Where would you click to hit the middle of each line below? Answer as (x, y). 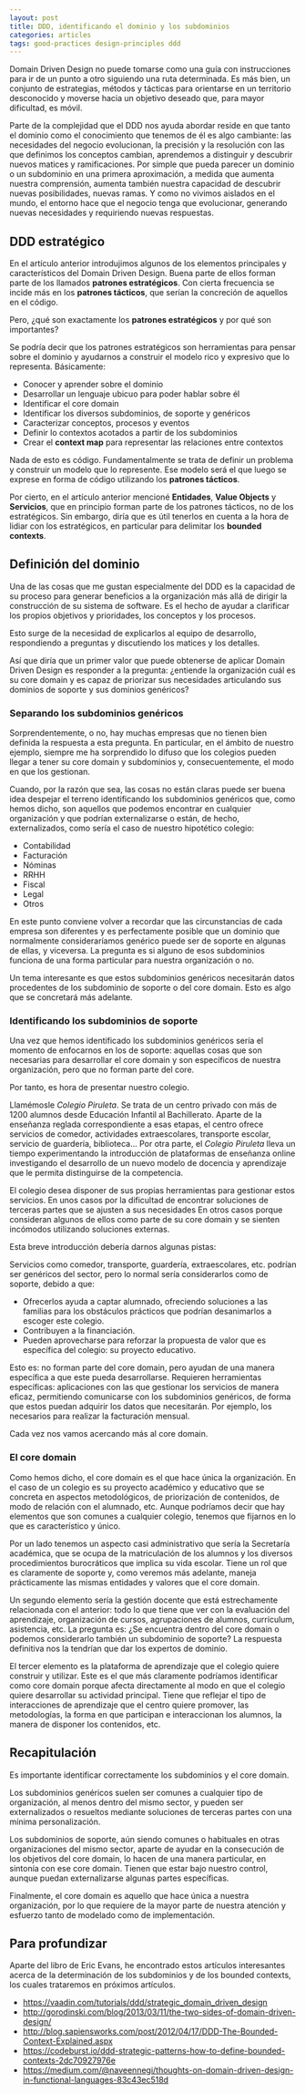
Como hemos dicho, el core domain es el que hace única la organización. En (153, 1477)
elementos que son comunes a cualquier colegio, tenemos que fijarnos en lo (152, 1516)
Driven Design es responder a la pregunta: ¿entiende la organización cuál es (152, 670)
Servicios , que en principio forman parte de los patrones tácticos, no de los (152, 507)
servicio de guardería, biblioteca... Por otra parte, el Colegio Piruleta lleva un (152, 1144)
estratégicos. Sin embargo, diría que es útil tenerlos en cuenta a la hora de (149, 517)
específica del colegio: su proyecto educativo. (109, 1350)
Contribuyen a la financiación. (79, 1331)
